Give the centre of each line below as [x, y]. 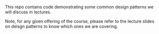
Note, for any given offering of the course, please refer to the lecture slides [80, 21]
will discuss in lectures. [28, 12]
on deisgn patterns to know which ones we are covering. [62, 26]
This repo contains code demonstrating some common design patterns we [79, 7]
